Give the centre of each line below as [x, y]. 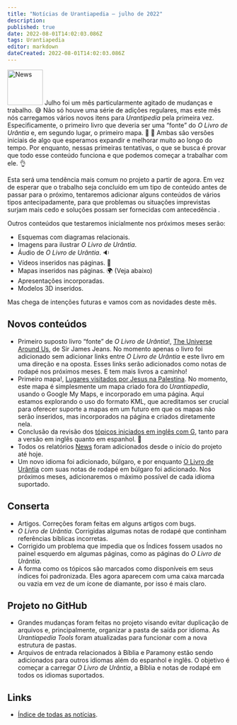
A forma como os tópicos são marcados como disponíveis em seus [115, 568]
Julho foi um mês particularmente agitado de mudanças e [128, 103]
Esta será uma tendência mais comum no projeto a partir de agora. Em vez [116, 179]
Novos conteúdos [47, 324]
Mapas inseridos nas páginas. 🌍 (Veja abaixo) [85, 270]
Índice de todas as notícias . [57, 714]
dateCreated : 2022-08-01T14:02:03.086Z [66, 54]
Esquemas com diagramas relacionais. [74, 237]
